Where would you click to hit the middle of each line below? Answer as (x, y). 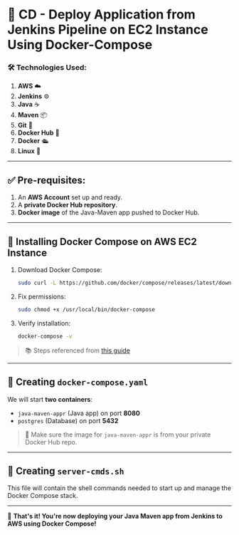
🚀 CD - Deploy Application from (101, 15)
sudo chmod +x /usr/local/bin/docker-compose (86, 309)
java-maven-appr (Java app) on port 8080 (79, 413)
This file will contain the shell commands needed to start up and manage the (119, 488)
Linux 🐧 (29, 151)
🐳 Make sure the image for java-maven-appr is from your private (118, 435)
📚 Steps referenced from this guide (77, 350)
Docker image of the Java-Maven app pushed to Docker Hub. (108, 212)
